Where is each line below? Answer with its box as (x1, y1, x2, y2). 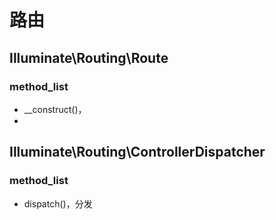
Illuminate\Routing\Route (9, 49, 169, 66)
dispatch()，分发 (23, 197, 93, 210)
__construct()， (23, 103, 87, 115)
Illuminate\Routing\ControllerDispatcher (9, 144, 266, 161)
